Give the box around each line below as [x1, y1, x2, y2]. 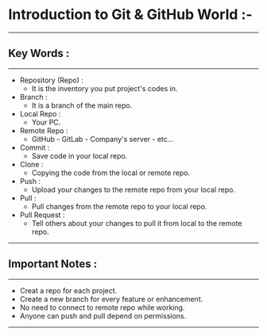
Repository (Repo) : [19, 75, 83, 85]
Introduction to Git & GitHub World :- [8, 6, 253, 24]
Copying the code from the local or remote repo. [31, 168, 191, 178]
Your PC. [31, 117, 61, 127]
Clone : [19, 159, 44, 169]
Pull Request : [19, 210, 65, 220]
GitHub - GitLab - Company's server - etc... [31, 134, 174, 143]
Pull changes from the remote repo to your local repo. [31, 201, 207, 211]
